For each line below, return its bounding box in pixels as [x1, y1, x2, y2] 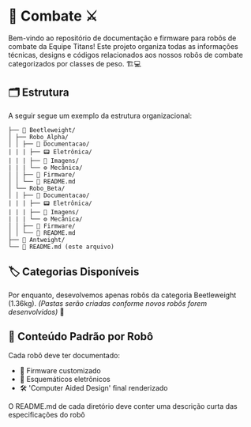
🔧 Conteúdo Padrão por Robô [8, 330, 154, 343]
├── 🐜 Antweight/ [8, 236, 66, 244]
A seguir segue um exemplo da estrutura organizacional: [8, 111, 192, 120]
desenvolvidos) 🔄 [8, 307, 65, 316]
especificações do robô [8, 410, 85, 420]
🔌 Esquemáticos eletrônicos [19, 375, 111, 384]
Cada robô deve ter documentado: [8, 351, 121, 361]
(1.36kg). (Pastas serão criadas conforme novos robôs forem [8, 298, 208, 308]
